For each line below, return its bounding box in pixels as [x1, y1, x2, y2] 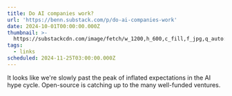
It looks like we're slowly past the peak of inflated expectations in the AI [7, 73, 211, 82]
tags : [7, 42, 23, 49]
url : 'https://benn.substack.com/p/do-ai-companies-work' [7, 16, 177, 23]
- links [13, 49, 36, 56]
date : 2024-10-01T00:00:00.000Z [7, 23, 100, 29]
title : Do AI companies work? [7, 10, 95, 17]
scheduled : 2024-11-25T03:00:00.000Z [7, 55, 116, 62]
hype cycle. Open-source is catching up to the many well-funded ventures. [7, 80, 221, 89]
